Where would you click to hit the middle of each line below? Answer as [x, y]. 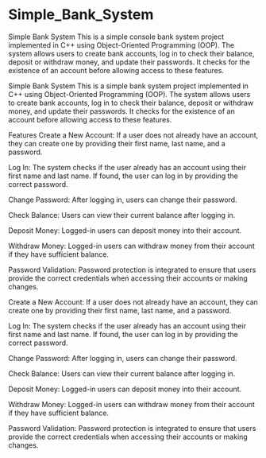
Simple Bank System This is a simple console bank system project [116, 37]
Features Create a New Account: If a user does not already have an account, [133, 135]
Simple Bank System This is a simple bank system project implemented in [128, 86]
